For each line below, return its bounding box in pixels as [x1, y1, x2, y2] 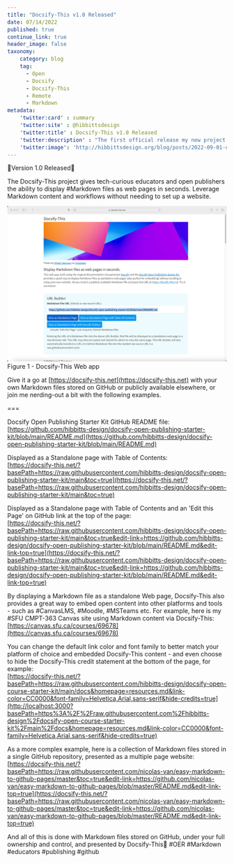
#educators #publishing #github [7, 848, 100, 856]
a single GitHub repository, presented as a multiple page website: [7, 753, 195, 761]
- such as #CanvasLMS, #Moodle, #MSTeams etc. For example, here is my [7, 607, 221, 615]
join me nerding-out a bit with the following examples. [7, 391, 162, 399]
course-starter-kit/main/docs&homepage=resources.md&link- [7, 687, 185, 695]
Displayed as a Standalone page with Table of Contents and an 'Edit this [7, 504, 214, 512]
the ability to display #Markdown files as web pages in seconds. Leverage [7, 185, 219, 193]
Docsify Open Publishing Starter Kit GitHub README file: [7, 418, 170, 426]
